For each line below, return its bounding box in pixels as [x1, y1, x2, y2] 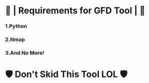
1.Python [5, 23, 27, 30]
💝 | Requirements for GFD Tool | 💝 [5, 5, 146, 16]
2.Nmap [5, 36, 25, 43]
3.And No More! [5, 49, 45, 56]
